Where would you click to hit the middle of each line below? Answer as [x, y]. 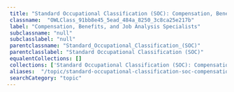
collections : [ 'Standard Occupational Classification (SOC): [100, 65]
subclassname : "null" [41, 33]
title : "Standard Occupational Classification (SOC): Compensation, [111, 13]
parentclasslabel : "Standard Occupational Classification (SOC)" [107, 53]
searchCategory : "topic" [45, 78]
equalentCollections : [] [45, 59]
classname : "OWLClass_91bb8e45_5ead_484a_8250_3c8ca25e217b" [102, 20]
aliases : [22, 71]
